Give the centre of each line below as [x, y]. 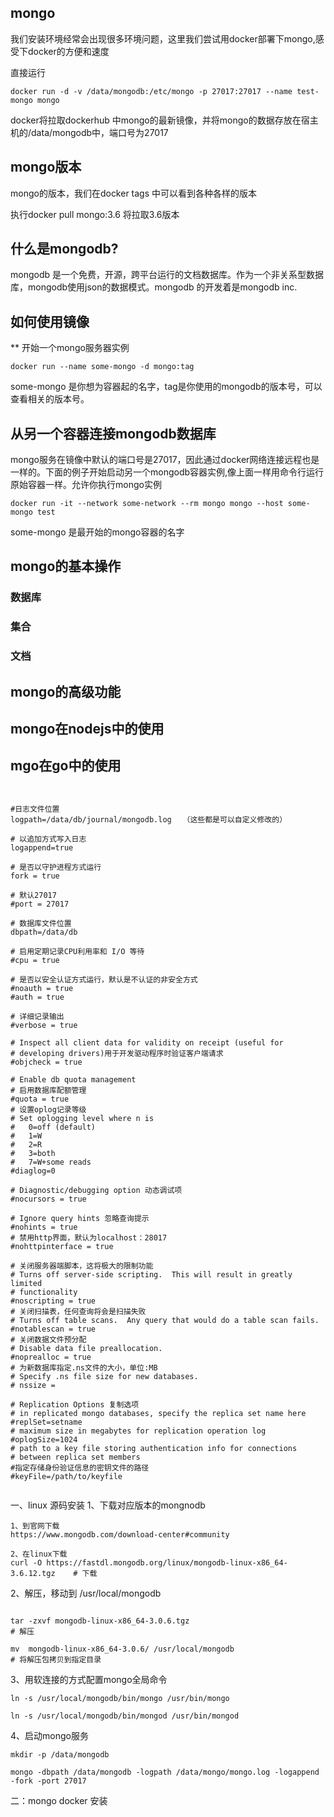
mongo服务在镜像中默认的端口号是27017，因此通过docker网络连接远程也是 [165, 460]
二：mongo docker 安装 [59, 1800]
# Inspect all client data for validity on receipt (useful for [147, 1042]
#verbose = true [44, 1025]
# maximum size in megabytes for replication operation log [138, 1431]
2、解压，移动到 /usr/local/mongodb [86, 1593]
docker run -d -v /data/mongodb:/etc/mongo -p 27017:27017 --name [151, 91]
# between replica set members [75, 1457]
